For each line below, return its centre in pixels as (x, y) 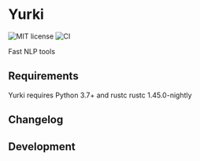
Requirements (43, 76)
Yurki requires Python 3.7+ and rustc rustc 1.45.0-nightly (100, 95)
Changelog (36, 120)
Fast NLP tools (32, 51)
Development (42, 146)
